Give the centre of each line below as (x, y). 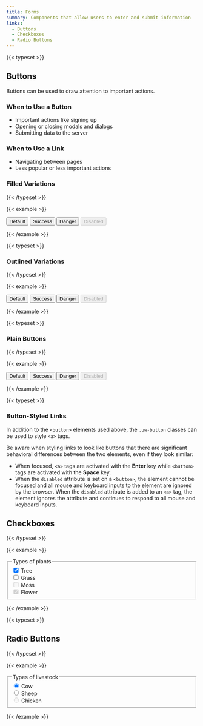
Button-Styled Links (36, 416)
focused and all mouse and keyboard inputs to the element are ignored (103, 485)
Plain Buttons (26, 338)
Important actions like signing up (56, 120)
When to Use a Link (35, 149)
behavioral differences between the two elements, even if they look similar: (100, 454)
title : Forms (23, 12)
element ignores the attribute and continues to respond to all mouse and (105, 498)
